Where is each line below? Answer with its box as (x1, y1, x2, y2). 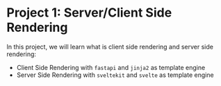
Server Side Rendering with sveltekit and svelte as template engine (16, 71, 214, 79)
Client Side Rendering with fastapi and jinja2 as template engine (16, 63, 206, 71)
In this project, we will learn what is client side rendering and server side (6, 42, 213, 51)
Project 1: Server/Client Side (6, 5, 172, 21)
